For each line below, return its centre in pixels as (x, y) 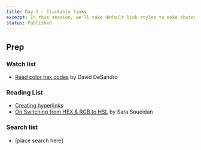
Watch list (21, 64)
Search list (22, 127)
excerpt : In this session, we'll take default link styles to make (92, 17)
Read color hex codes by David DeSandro (66, 77)
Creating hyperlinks (39, 106)
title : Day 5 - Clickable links (46, 12)
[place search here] (39, 140)
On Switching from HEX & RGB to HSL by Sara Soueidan (84, 112)
